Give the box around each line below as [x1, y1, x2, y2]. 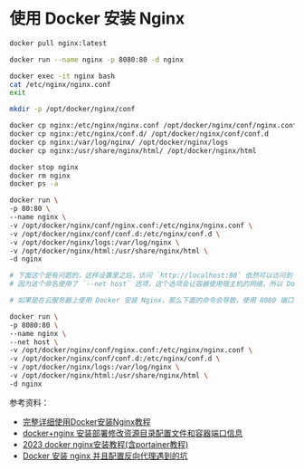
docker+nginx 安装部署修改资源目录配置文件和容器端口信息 [22, 427, 243, 438]
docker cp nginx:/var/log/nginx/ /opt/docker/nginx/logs [9, 138, 229, 147]
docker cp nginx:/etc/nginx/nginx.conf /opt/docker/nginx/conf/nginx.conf [9, 121, 298, 130]
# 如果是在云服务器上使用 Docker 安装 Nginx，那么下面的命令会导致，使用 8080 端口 [9, 296, 294, 305]
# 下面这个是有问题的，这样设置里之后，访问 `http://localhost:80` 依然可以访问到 [9, 271, 293, 281]
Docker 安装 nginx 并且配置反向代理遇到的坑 [22, 450, 188, 461]
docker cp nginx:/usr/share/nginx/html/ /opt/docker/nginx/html [9, 146, 257, 155]
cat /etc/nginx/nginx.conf [9, 80, 111, 89]
